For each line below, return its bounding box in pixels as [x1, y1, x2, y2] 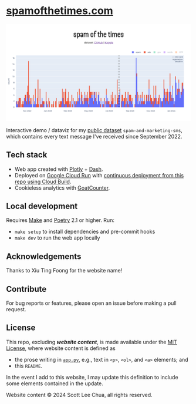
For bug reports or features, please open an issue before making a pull [6, 299, 177, 307]
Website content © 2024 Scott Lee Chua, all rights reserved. [6, 391, 153, 398]
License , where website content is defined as [6, 345, 116, 352]
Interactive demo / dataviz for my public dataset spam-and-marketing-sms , [6, 126, 183, 133]
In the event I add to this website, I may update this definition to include [6, 373, 178, 381]
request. [6, 306, 26, 312]
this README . [14, 362, 43, 369]
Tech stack [6, 150, 48, 160]
